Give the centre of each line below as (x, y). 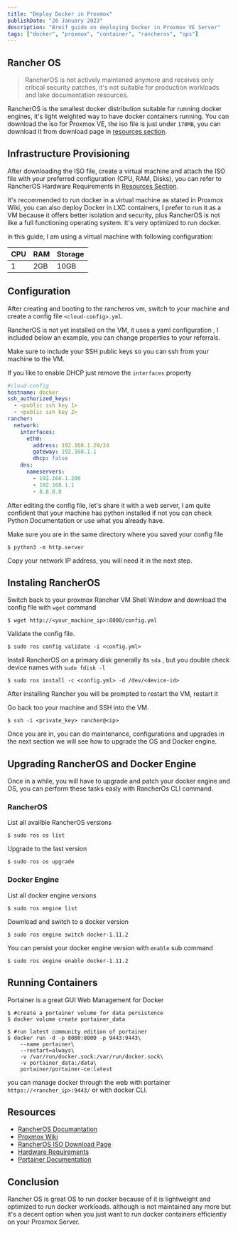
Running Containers (53, 983)
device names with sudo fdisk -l (56, 667)
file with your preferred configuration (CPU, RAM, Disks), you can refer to (114, 178)
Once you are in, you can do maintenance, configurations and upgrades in (116, 734)
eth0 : (34, 439)
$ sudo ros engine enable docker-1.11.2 (68, 961)
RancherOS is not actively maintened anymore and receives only (119, 80)
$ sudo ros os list (36, 836)
